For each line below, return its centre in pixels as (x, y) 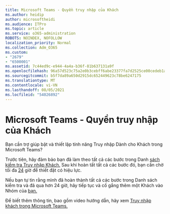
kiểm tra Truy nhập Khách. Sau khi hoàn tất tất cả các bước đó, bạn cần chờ (84, 165)
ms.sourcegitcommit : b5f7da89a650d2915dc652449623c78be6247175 (73, 76)
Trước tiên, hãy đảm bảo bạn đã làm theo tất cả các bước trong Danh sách (83, 159)
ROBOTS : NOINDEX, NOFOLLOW (34, 38)
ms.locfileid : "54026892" (32, 95)
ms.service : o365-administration (40, 33)
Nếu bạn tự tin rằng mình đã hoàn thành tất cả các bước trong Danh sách (81, 180)
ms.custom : (17, 52)
